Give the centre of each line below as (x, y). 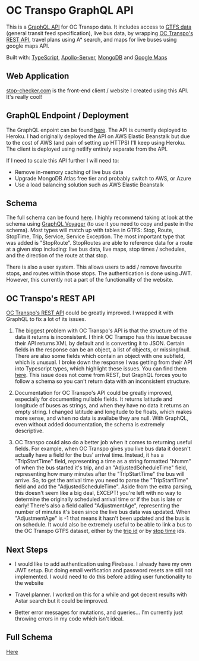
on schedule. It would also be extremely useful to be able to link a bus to (103, 525)
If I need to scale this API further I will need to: (63, 160)
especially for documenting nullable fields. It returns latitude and (94, 399)
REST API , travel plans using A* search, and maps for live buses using (91, 39)
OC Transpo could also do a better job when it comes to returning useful (103, 442)
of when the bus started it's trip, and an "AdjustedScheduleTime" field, (101, 467)
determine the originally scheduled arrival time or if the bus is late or (98, 499)
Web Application (38, 76)
